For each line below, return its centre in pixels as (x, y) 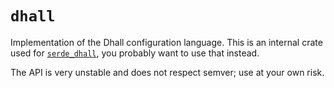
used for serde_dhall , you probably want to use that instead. (135, 53)
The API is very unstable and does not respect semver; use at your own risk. (167, 72)
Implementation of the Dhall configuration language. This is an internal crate (166, 42)
